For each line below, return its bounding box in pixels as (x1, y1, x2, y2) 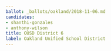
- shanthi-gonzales (5, 19, 53, 25)
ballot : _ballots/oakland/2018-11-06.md (5, 8, 106, 15)
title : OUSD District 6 (5, 30, 64, 36)
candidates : (5, 14, 35, 20)
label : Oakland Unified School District (5, 36, 106, 42)
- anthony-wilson (5, 25, 48, 31)
